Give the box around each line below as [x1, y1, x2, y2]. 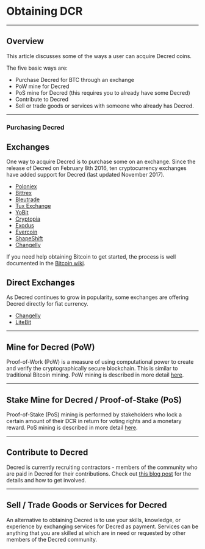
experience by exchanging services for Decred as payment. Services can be [6, 523, 199, 530]
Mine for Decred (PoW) [6, 342, 95, 352]
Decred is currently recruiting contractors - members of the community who [6, 463, 198, 471]
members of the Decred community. [6, 536, 98, 543]
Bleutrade [15, 196, 40, 203]
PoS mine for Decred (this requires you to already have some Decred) [15, 89, 190, 96]
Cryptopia [15, 215, 41, 223]
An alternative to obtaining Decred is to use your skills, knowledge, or [6, 516, 181, 523]
